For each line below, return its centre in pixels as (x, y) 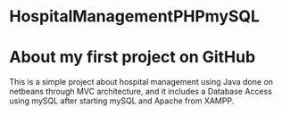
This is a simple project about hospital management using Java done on (141, 82)
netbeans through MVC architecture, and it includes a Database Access (141, 92)
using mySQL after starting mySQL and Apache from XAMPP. (122, 101)
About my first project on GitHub (133, 57)
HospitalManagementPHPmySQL (135, 16)
